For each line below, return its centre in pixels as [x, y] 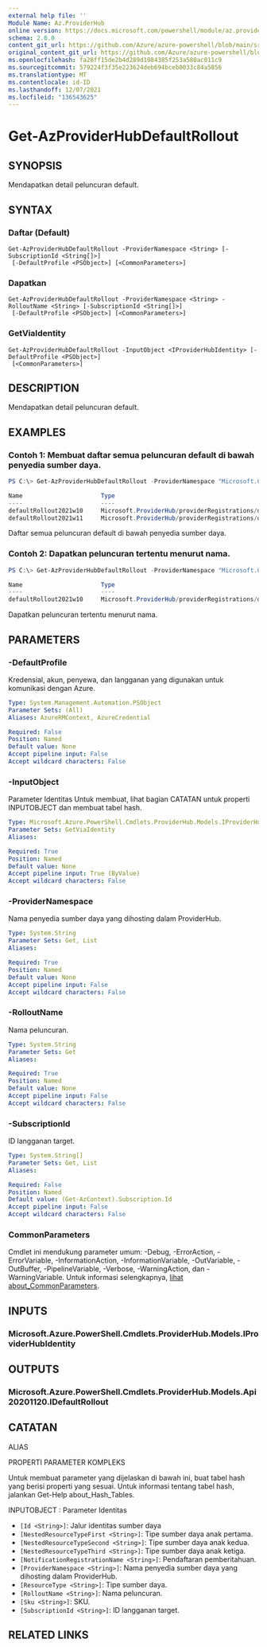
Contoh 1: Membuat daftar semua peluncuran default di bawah [131, 455]
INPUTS [28, 1311]
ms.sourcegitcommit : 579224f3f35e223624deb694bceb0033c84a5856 [115, 68]
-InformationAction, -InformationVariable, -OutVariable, [145, 1261]
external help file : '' [48, 16]
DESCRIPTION [44, 388]
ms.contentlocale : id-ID [49, 82]
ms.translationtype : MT [48, 75]
